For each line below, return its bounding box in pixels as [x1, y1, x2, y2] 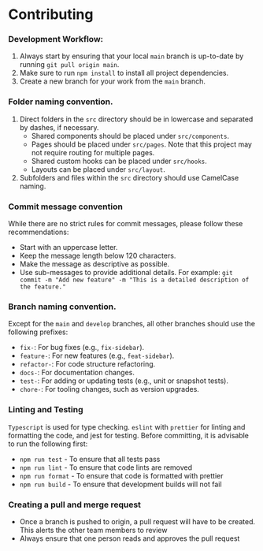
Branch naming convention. [8, 301, 117, 312]
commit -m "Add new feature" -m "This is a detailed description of [19, 276, 250, 285]
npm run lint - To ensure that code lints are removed [19, 463, 193, 472]
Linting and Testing [8, 404, 84, 415]
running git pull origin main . [19, 60, 120, 69]
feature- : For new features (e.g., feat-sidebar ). [19, 351, 175, 360]
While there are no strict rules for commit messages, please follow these [8, 219, 243, 229]
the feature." [19, 283, 66, 291]
